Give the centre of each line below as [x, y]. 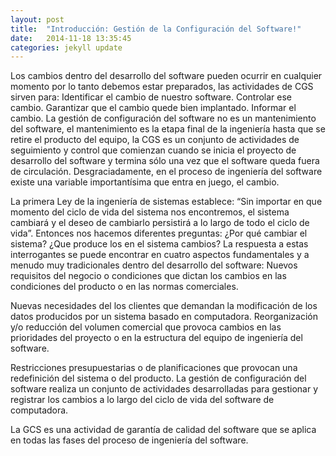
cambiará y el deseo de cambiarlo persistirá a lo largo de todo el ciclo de [160, 223]
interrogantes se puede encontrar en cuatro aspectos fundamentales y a [160, 255]
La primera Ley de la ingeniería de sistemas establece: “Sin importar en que [166, 202]
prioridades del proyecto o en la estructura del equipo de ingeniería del [156, 338]
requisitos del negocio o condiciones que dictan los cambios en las [148, 276]
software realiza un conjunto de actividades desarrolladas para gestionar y [164, 389]
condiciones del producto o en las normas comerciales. [124, 287]
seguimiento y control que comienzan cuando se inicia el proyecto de [153, 150]
